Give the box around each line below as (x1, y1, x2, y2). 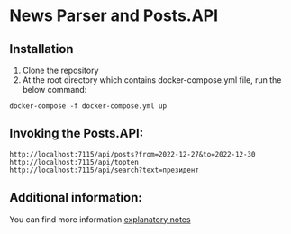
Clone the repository (22, 65, 99, 76)
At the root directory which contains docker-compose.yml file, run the (22, 75, 282, 85)
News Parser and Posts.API (9, 5, 219, 26)
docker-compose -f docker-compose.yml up (9, 102, 168, 111)
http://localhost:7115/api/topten (9, 157, 140, 166)
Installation (9, 41, 74, 57)
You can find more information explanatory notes (9, 213, 191, 225)
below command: (22, 85, 87, 94)
